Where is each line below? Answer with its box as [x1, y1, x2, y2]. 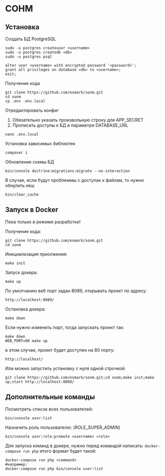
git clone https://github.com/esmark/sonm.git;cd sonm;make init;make [5, 375, 155, 380]
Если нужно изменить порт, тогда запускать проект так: [5, 324, 125, 330]
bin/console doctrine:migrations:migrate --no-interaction [5, 168, 130, 173]
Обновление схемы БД [5, 159, 55, 164]
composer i [5, 150, 28, 155]
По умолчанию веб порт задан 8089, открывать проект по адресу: [5, 288, 148, 294]
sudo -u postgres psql [5, 54, 52, 59]
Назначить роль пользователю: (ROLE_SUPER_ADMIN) [5, 424, 121, 430]
